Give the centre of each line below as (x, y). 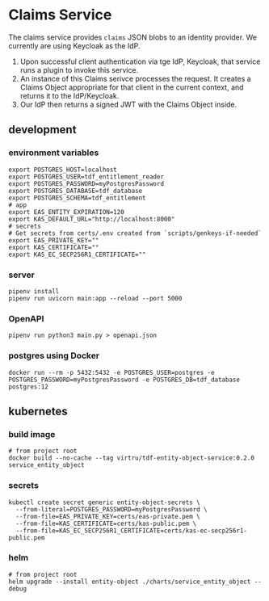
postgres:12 (28, 387)
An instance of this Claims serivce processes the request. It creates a (136, 78)
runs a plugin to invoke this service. (79, 69)
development (42, 130)
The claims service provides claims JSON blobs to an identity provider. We (132, 37)
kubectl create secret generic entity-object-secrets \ (104, 502)
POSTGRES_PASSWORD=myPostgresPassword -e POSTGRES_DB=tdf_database (124, 380)
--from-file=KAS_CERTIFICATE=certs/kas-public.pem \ (106, 523)
